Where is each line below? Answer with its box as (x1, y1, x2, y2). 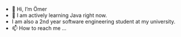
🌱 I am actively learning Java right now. (11, 12, 107, 19)
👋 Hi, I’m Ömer (11, 6, 47, 12)
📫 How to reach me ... (11, 25, 67, 32)
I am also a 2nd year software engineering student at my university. (11, 18, 176, 25)
